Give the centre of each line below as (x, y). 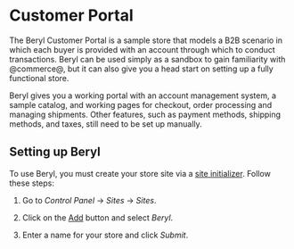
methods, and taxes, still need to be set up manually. (106, 124)
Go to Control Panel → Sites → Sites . (89, 200)
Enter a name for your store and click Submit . (105, 235)
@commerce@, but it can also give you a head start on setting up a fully (141, 69)
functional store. (39, 78)
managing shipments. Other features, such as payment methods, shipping (145, 114)
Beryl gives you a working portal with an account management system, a (143, 95)
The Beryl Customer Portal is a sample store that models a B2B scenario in (146, 40)
